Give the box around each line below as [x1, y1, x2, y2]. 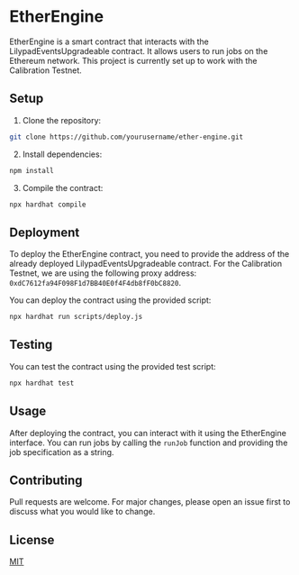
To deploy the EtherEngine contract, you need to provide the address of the [9, 249, 290, 260]
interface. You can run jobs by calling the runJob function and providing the [9, 437, 288, 448]
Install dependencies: [22, 149, 103, 160]
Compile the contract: [22, 182, 104, 193]
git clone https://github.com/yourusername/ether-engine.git [9, 132, 244, 141]
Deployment [9, 224, 80, 240]
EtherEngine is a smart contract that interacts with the [9, 36, 209, 47]
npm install [9, 166, 54, 175]
